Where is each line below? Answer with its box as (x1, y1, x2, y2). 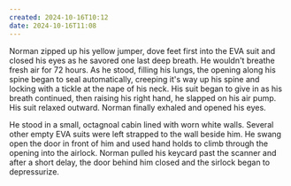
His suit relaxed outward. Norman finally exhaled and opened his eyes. (9, 102, 267, 112)
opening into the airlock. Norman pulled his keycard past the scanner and (9, 147, 277, 158)
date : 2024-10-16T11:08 (9, 21, 97, 30)
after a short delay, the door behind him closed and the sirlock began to (9, 157, 271, 167)
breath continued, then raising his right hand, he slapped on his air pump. (9, 92, 277, 103)
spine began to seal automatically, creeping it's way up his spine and (9, 74, 260, 84)
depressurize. (9, 166, 60, 177)
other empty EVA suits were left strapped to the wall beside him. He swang (9, 128, 281, 139)
